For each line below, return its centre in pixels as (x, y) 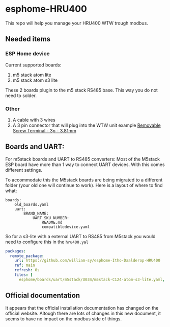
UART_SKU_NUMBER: (51, 218)
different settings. (24, 170)
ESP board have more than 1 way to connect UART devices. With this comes (85, 165)
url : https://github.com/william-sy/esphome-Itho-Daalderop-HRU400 (87, 261)
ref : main (25, 265)
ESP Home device (27, 54)
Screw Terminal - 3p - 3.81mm (44, 130)
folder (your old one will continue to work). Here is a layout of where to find (84, 185)
